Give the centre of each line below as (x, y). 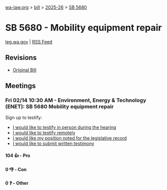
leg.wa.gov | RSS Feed (29, 42)
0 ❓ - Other (17, 183)
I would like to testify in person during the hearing (64, 127)
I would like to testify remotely (44, 133)
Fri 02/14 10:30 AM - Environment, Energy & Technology (76, 100)
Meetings (21, 86)
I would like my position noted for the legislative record (70, 138)
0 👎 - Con (16, 169)
